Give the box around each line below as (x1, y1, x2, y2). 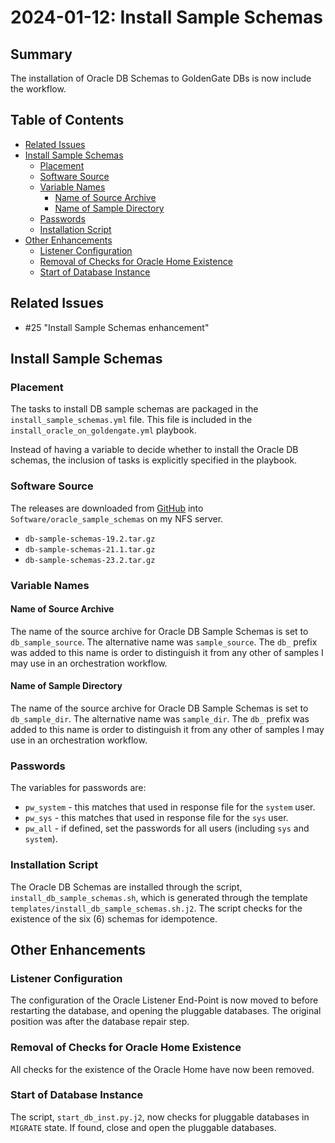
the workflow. (10, 83, 67, 95)
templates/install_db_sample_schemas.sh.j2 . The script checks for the (10, 902, 303, 914)
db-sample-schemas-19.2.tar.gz (24, 534, 156, 544)
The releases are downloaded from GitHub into (10, 502, 204, 514)
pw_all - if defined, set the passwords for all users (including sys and (24, 822, 310, 835)
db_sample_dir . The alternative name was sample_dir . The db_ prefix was (10, 712, 310, 725)
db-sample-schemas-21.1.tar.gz (24, 544, 156, 555)
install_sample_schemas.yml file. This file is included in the (10, 414, 253, 426)
